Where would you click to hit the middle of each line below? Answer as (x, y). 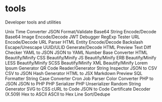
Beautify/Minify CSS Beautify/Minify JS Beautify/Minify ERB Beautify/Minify (81, 57)
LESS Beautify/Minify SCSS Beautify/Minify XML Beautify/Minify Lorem (76, 63)
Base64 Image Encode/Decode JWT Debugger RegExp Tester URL (73, 37)
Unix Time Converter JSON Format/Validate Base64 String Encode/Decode (81, 31)
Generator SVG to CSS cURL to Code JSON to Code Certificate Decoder (78, 89)
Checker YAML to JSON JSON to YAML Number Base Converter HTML (76, 52)
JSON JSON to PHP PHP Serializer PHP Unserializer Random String (73, 83)
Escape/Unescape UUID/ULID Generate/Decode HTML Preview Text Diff (78, 47)
